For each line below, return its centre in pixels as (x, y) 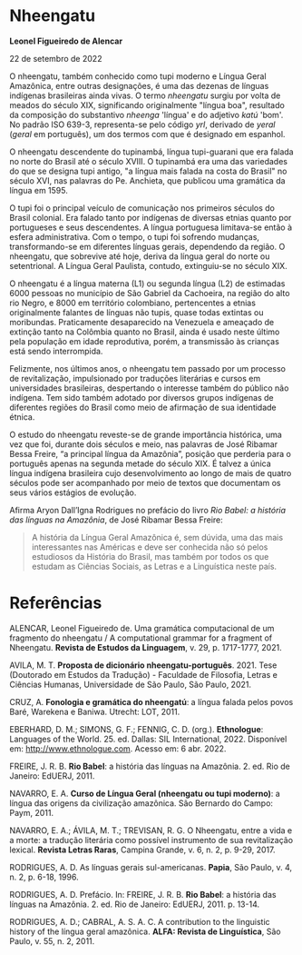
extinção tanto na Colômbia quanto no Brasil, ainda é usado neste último (145, 332)
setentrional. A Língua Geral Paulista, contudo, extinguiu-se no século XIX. (148, 265)
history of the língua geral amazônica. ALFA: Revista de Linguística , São (145, 931)
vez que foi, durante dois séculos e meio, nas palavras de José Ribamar (144, 444)
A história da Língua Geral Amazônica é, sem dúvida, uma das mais (157, 537)
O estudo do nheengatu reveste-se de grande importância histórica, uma (146, 434)
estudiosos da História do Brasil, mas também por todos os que (150, 556)
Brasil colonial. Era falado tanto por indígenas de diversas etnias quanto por (151, 217)
